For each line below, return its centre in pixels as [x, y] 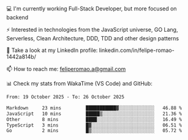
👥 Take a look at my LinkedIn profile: [52, 50]
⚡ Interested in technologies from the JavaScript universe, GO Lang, [92, 30]
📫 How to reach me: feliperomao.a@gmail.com [66, 69]
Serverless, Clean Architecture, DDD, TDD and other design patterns [93, 38]
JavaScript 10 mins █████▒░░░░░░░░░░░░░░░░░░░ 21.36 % [94, 114]
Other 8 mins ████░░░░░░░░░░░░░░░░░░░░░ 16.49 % [94, 119]
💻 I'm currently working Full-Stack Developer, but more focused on [92, 9]
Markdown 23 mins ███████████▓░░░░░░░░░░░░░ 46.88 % [94, 108]
